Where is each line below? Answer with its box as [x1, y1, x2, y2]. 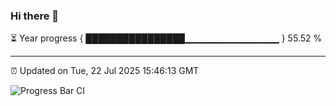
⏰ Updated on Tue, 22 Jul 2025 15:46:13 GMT [10, 65, 200, 77]
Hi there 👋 [10, 9, 60, 23]
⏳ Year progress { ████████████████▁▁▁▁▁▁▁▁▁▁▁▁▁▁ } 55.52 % [10, 32, 323, 44]
